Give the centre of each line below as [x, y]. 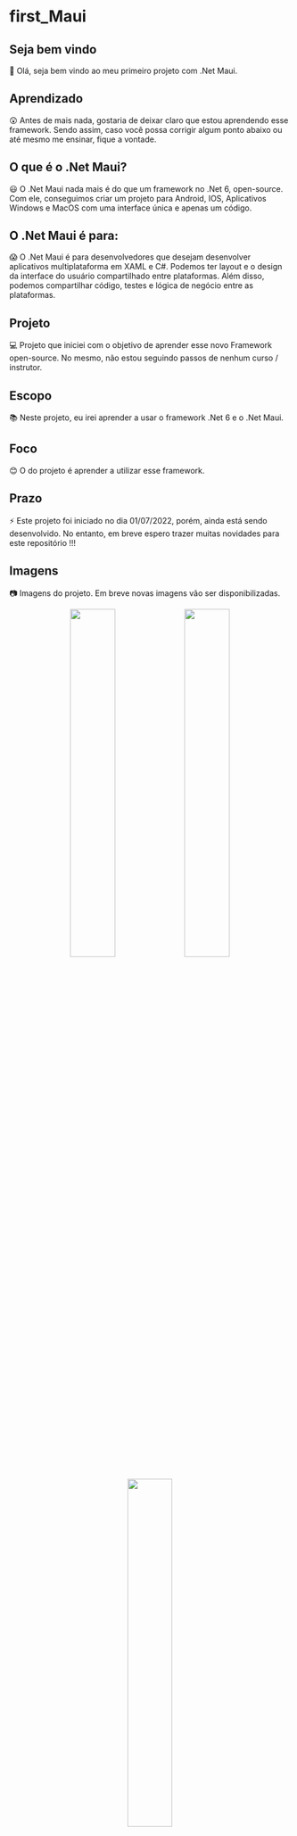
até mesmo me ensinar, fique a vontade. [83, 139]
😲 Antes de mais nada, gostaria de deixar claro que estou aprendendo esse [149, 120]
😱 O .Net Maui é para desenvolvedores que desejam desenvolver [130, 257]
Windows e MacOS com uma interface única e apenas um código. [131, 208]
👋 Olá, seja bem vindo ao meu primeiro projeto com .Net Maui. [124, 70]
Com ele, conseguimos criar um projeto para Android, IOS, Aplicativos [138, 198]
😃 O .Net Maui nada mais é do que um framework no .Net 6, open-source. [146, 188]
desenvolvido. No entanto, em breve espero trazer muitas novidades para [144, 533]
